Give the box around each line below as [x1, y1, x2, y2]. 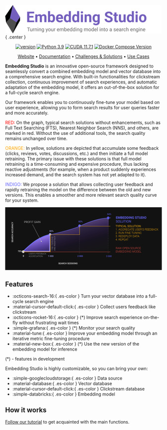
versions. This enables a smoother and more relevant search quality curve [5, 192, 157, 198]
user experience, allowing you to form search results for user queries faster [5, 105, 160, 111]
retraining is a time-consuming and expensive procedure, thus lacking [5, 161, 149, 167]
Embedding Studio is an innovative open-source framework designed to [5, 63, 154, 69]
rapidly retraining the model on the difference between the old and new [5, 187, 151, 193]
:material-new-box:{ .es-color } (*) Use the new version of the [12, 341, 140, 347]
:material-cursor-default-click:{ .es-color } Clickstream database [12, 386, 145, 392]
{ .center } [5, 34, 26, 40]
